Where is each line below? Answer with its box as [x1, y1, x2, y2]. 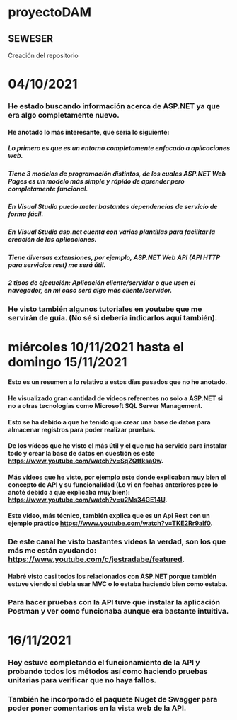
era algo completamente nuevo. [8, 111, 120, 120]
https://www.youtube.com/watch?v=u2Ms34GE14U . [8, 495, 168, 504]
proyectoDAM [8, 4, 91, 21]
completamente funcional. [8, 184, 88, 193]
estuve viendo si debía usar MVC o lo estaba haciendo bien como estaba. [8, 579, 229, 588]
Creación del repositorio [8, 51, 79, 60]
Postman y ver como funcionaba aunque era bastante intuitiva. [8, 606, 229, 616]
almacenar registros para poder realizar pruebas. [8, 425, 156, 434]
